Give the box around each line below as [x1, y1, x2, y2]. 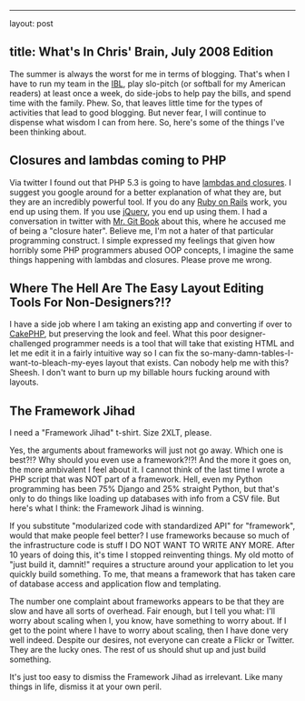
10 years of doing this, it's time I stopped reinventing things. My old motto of [9, 549, 294, 560]
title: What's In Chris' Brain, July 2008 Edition [9, 45, 274, 60]
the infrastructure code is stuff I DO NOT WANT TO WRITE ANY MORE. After [9, 540, 295, 551]
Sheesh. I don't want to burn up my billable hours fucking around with [9, 367, 271, 378]
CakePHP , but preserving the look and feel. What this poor [9, 328, 229, 339]
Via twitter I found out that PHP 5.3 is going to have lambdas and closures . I [9, 176, 292, 187]
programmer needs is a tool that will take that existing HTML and [53, 338, 295, 349]
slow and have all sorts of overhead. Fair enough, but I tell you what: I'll [9, 606, 275, 616]
